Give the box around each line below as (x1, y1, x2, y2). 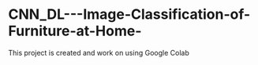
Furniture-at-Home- (8, 22, 142, 40)
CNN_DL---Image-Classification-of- (8, 5, 251, 23)
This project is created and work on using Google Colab (8, 48, 189, 57)
